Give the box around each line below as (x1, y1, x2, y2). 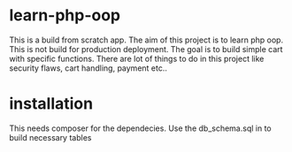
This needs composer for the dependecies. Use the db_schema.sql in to (9, 123, 272, 133)
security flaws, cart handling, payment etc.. (9, 63, 168, 73)
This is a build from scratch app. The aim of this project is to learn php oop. (9, 34, 284, 45)
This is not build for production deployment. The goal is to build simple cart (9, 43, 283, 54)
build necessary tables (9, 132, 92, 142)
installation (9, 94, 94, 114)
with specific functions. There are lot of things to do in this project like (9, 53, 265, 64)
